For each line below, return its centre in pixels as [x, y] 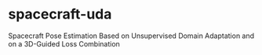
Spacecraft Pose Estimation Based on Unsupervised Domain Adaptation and [131, 36]
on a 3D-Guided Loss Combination [64, 43]
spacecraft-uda [60, 14]
